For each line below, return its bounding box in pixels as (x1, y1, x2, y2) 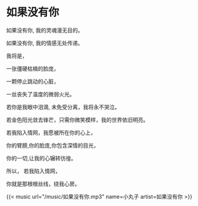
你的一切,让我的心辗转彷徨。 (6, 154, 77, 161)
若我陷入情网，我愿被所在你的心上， (6, 129, 96, 136)
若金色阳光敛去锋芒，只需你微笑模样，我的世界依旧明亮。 (6, 116, 149, 123)
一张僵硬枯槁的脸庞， (6, 64, 59, 72)
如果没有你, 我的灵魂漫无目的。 (6, 27, 83, 34)
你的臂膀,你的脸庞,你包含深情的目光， (6, 142, 99, 149)
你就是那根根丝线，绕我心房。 (6, 180, 80, 187)
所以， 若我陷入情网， (6, 167, 61, 175)
